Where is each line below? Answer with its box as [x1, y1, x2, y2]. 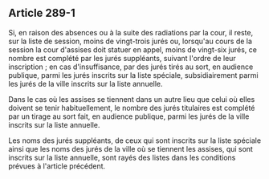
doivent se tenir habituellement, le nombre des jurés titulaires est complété [8, 103, 255, 112]
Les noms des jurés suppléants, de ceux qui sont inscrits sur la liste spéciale [8, 136, 262, 145]
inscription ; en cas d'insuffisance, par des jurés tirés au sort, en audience [8, 62, 254, 71]
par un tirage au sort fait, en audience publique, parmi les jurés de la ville [8, 112, 250, 121]
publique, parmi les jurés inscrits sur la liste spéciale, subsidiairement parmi [8, 70, 259, 79]
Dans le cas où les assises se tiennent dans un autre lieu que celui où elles [8, 94, 255, 104]
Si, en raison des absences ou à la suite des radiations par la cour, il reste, [8, 27, 254, 37]
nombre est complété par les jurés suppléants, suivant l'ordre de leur [8, 53, 237, 63]
